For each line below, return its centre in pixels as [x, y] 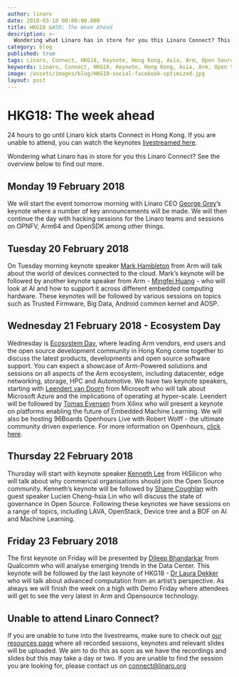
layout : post [27, 80]
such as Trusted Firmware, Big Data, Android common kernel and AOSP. [113, 303]
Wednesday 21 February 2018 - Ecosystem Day [114, 326]
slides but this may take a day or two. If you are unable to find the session [115, 658]
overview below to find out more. [56, 164]
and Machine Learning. [41, 519]
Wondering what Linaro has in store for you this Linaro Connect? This [122, 41]
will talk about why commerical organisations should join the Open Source [116, 481]
